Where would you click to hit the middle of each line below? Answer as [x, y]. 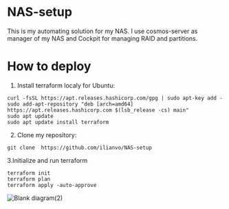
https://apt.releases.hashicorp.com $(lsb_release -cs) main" [98, 110]
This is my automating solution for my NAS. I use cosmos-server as [102, 31]
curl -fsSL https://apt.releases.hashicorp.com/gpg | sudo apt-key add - [115, 98]
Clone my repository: [47, 135]
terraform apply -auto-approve [52, 185]
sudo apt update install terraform [58, 122]
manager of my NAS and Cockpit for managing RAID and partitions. [102, 38]
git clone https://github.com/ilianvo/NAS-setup [80, 148]
